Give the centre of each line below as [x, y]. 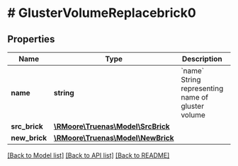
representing [202, 88]
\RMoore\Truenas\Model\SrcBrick [112, 126]
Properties [31, 39]
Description [202, 59]
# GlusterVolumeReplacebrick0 [102, 13]
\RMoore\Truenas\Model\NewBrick [114, 138]
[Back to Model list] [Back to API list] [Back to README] [89, 155]
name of [194, 97]
